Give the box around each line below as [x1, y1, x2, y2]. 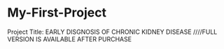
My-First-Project [7, 5, 107, 21]
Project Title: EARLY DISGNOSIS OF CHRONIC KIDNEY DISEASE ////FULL [7, 28, 218, 36]
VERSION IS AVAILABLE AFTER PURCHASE [7, 35, 132, 43]
